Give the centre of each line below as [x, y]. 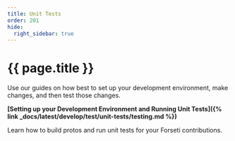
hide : [15, 27]
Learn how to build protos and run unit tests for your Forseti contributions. [115, 130]
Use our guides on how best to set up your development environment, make [118, 88]
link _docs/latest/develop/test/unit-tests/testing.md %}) [92, 116]
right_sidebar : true [44, 33]
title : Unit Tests [34, 14]
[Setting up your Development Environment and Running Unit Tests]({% [115, 109]
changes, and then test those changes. [64, 95]
